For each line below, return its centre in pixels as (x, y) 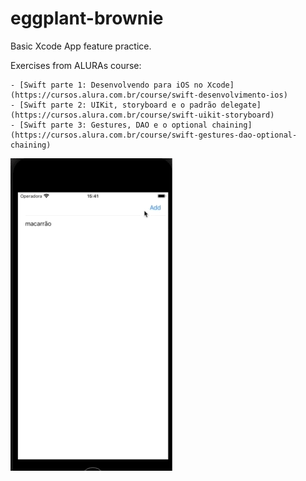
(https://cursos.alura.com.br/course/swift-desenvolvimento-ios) (149, 95)
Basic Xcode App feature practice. (81, 46)
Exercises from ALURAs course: (76, 65)
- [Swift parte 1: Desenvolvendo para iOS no (106, 85)
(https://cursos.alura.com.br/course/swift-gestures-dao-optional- (154, 135)
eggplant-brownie (87, 18)
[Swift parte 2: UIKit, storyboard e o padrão (118, 105)
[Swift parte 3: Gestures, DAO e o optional (113, 125)
